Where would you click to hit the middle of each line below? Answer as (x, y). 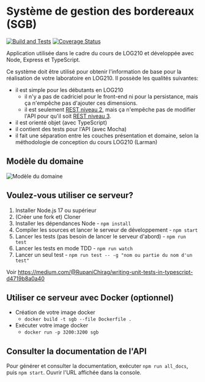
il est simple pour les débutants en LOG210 (69, 90)
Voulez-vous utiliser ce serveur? (70, 195)
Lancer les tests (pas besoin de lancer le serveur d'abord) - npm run (101, 236)
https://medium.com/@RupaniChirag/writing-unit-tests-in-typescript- (105, 272)
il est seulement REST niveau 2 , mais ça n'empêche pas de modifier (110, 109)
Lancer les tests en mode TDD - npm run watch (74, 248)
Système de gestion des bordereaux (100, 11)
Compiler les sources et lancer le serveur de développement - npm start (106, 230)
